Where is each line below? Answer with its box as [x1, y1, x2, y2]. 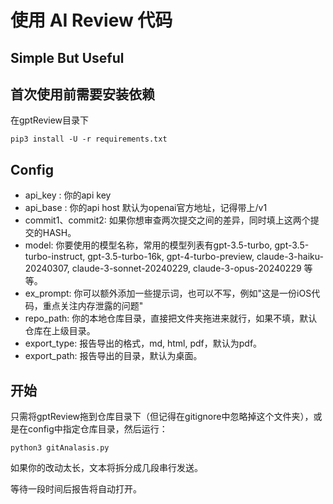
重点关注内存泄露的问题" [42, 300, 144, 312]
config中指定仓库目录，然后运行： [27, 423, 168, 435]
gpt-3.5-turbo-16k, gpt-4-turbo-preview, [87, 251, 255, 263]
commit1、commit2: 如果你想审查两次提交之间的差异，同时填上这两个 [24, 214, 311, 226]
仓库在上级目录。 [24, 325, 96, 337]
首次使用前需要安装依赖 [10, 86, 155, 103]
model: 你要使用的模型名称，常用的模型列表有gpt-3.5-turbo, [24, 239, 273, 251]
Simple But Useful [10, 49, 125, 66]
